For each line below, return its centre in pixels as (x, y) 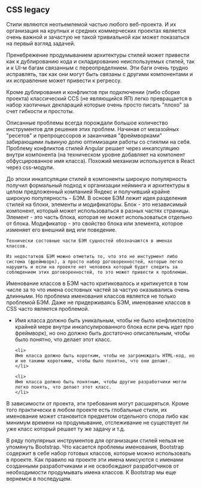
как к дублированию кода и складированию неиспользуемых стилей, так (100, 61)
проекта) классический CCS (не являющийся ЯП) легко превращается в (99, 98)
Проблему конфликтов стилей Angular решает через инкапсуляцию (93, 148)
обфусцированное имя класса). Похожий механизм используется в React (100, 160)
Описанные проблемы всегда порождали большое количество (87, 123)
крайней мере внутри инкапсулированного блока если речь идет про (104, 326)
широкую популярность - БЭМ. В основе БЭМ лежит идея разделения (97, 198)
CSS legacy (28, 10)
